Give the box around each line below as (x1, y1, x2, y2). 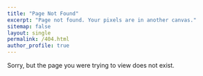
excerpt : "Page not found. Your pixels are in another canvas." (7, 17, 197, 23)
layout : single (7, 29, 51, 37)
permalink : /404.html (7, 36, 70, 43)
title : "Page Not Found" (7, 10, 79, 17)
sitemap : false (7, 23, 51, 30)
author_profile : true (7, 42, 70, 49)
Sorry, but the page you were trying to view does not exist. (7, 61, 175, 69)
